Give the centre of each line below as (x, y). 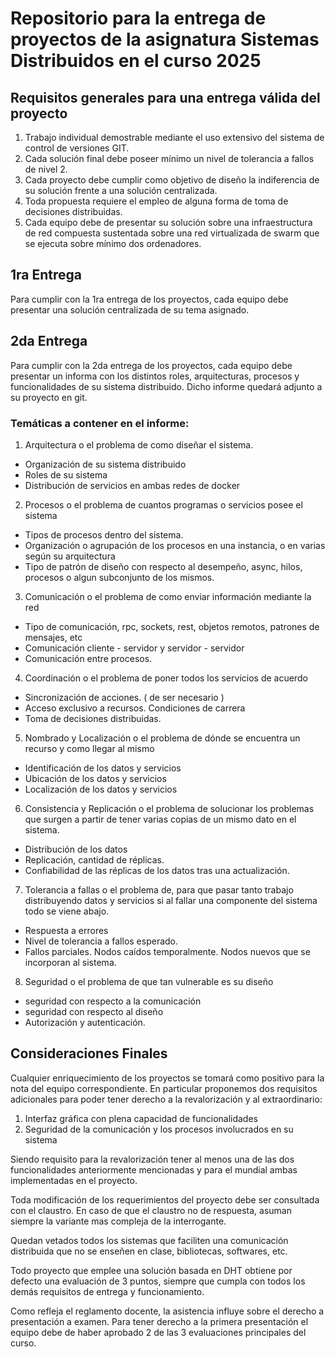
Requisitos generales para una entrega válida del (165, 97)
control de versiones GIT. (77, 148)
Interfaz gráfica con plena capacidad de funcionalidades (141, 1118)
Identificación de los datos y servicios (103, 768)
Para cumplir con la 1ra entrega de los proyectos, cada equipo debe (149, 299)
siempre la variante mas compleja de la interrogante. (118, 1221)
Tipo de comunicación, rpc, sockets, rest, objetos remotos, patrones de (172, 626)
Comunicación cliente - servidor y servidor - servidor (134, 648)
